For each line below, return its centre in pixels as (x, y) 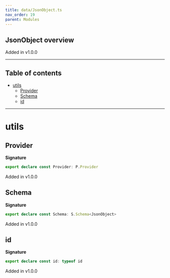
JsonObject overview (40, 40)
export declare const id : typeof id (44, 261)
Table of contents (33, 73)
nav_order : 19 (20, 15)
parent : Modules (22, 19)
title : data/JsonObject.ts (34, 10)
